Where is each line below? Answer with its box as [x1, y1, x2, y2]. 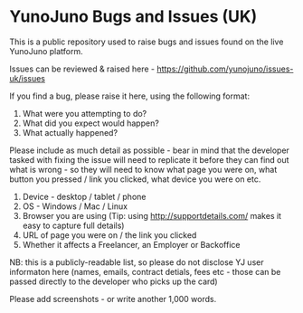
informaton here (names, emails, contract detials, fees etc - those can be [9, 266, 281, 277]
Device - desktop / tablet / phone [22, 191, 147, 202]
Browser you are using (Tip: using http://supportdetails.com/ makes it [22, 210, 282, 221]
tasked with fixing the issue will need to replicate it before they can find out [9, 154, 289, 165]
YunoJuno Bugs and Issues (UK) [9, 6, 258, 27]
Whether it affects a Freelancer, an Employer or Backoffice [22, 239, 241, 250]
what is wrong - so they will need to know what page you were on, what [9, 164, 278, 175]
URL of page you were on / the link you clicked [22, 229, 197, 241]
